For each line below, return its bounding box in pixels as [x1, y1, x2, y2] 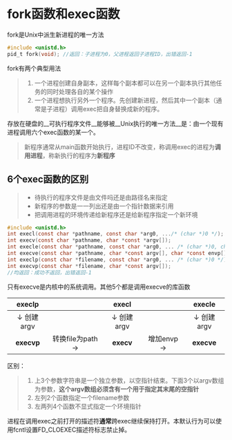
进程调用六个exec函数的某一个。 [7, 128, 100, 136]
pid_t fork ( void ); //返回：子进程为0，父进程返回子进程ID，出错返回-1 [7, 50, 193, 57]
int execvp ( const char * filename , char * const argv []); [7, 262, 171, 269]
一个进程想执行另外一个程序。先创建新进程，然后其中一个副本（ [34, 96, 216, 104]
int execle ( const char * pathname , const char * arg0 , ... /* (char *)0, [7, 243, 218, 251]
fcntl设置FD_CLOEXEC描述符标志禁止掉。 [12, 425, 131, 434]
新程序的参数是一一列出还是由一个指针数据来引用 [34, 202, 174, 210]
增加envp [148, 334, 178, 343]
